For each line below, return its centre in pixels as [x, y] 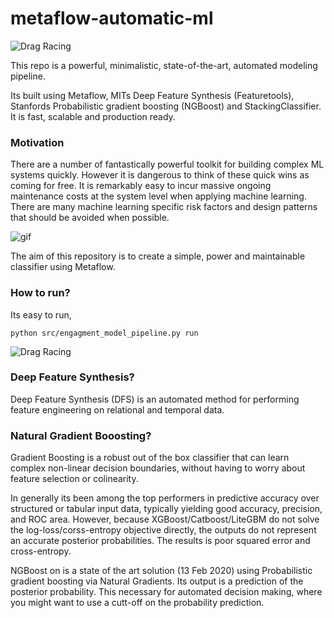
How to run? [40, 293]
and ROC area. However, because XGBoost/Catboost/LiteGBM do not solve [165, 519]
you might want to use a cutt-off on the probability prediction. [137, 603]
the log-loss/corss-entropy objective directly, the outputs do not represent [163, 530]
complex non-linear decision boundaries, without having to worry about [158, 468]
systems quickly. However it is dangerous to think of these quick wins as [160, 175]
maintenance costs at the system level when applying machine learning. [158, 196]
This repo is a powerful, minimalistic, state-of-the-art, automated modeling [164, 65]
